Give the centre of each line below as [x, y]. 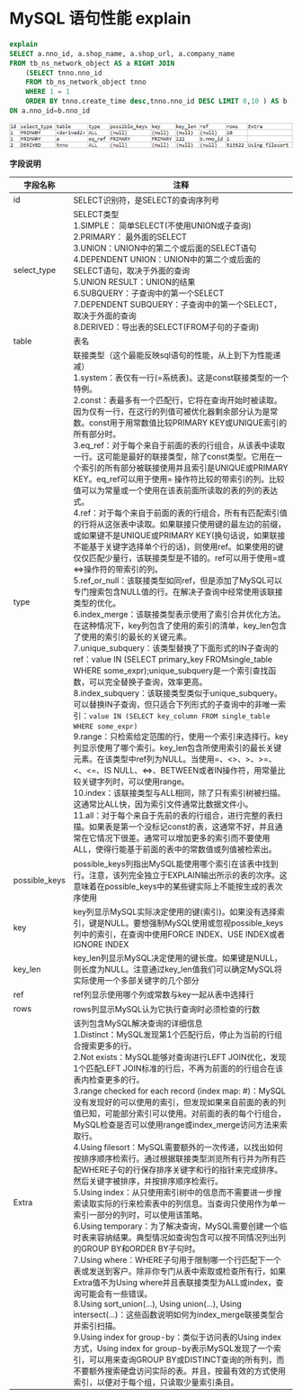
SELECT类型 [96, 214]
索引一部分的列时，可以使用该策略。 [140, 1214]
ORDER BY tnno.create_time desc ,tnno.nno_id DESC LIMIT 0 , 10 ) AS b [156, 101]
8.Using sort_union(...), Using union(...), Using [158, 1303]
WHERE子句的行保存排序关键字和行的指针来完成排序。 [182, 1169]
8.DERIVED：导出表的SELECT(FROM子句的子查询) [166, 326]
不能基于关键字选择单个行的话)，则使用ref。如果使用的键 [178, 547]
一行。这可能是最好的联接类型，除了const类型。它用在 [174, 457]
